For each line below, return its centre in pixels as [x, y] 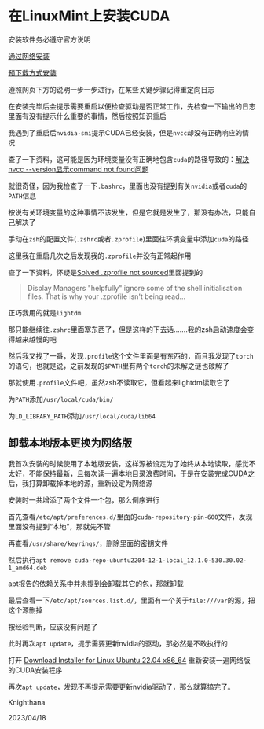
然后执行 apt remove [40, 560]
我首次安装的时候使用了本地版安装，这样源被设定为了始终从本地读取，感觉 [128, 463]
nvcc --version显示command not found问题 [79, 169]
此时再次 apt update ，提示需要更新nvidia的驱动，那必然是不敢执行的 [118, 643]
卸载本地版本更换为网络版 [70, 443]
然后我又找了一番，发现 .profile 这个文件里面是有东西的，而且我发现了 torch [131, 355]
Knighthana [27, 702]
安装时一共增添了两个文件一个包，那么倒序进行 [84, 499]
